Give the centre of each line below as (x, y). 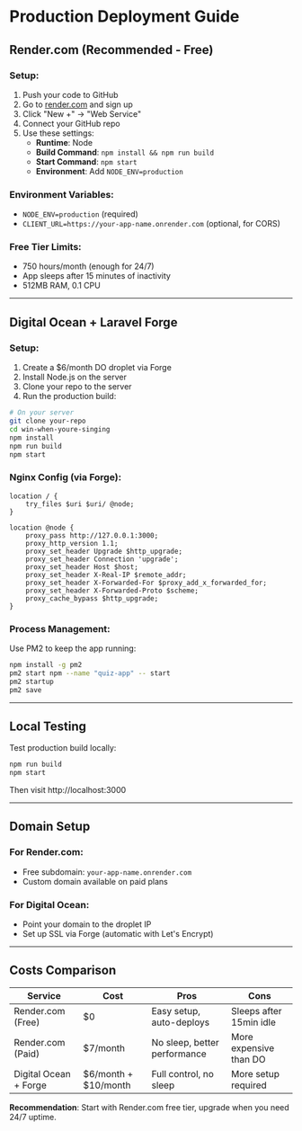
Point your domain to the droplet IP (87, 924)
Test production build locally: (63, 748)
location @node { (42, 528)
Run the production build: (69, 396)
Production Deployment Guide (124, 17)
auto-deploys (180, 1022)
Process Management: (60, 628)
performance (179, 1054)
